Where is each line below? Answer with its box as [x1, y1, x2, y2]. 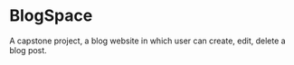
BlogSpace [9, 5, 93, 26]
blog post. [9, 44, 47, 55]
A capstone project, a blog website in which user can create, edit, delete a [9, 35, 287, 46]
